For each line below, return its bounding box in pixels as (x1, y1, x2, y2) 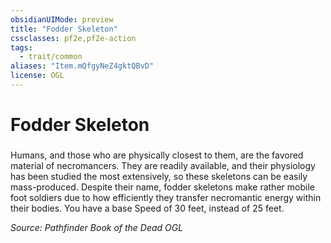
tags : (10, 42, 33, 53)
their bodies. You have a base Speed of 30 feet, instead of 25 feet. (10, 202, 285, 214)
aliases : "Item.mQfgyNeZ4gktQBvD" (10, 61, 155, 71)
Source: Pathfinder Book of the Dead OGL (10, 221, 184, 233)
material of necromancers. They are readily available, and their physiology (10, 159, 316, 171)
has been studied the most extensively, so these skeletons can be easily (10, 170, 308, 182)
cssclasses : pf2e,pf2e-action (10, 33, 137, 43)
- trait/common (19, 52, 83, 62)
